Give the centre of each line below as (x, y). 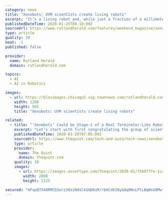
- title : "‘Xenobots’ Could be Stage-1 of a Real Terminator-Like (80, 125)
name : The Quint (35, 153)
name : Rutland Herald (32, 60)
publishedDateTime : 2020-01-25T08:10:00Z (49, 24)
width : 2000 (36, 176)
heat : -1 (14, 42)
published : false (23, 47)
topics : (13, 74)
